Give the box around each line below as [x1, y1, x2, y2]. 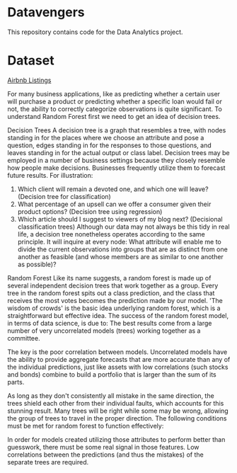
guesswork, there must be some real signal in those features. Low [7, 443, 200, 451]
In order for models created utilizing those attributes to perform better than [7, 435, 226, 443]
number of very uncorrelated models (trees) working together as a [7, 326, 201, 335]
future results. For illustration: [7, 171, 93, 179]
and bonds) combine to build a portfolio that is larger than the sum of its [7, 370, 217, 379]
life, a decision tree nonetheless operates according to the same [17, 229, 205, 238]
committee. [7, 334, 40, 342]
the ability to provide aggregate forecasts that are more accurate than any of [7, 355, 231, 363]
